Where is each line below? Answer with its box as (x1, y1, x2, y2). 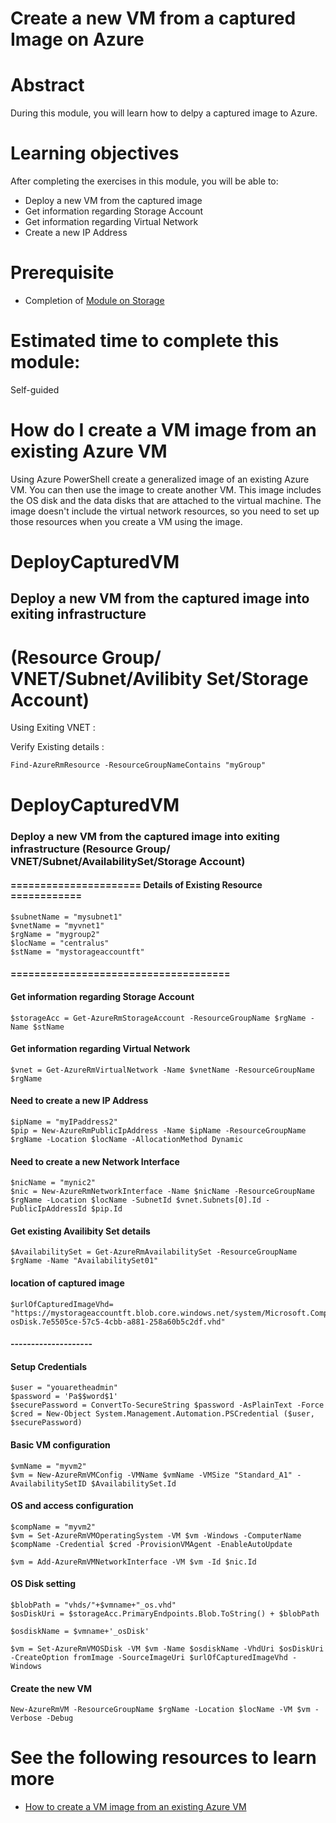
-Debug (46, 1713, 74, 1724)
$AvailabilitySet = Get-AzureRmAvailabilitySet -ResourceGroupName (10, 1247, 298, 1257)
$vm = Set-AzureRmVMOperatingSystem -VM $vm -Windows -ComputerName (10, 1530, 302, 1541)
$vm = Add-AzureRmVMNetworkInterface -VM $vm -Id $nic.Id (10, 1557, 257, 1567)
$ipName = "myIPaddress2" (10, 1117, 118, 1127)
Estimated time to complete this (10, 330, 280, 352)
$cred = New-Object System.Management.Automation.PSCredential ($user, (10, 1409, 315, 1419)
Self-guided (10, 383, 60, 396)
